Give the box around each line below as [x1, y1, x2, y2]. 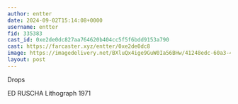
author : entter [7, 10, 52, 18]
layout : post [7, 56, 46, 63]
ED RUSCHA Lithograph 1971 [7, 89, 91, 97]
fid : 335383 [7, 30, 42, 37]
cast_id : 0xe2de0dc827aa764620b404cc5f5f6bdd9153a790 [7, 37, 170, 44]
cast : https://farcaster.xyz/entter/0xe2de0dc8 [7, 43, 151, 50]
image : [7, 50, 27, 57]
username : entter [7, 23, 59, 30]
